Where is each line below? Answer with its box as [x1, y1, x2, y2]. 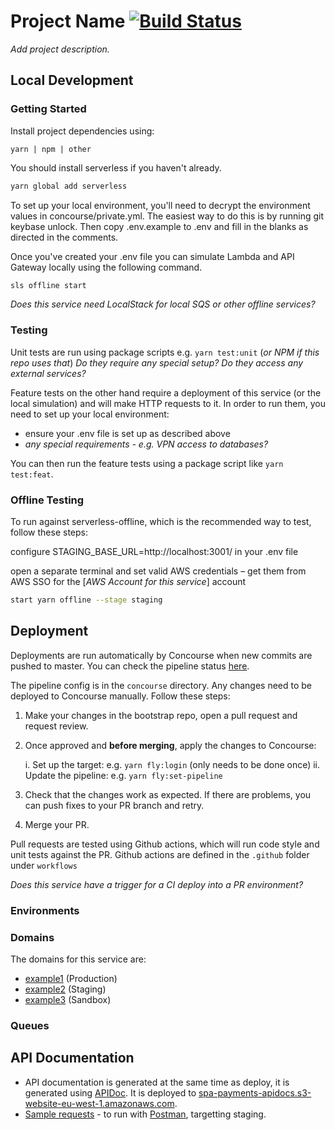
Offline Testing [10, 493, 85, 507]
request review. [24, 720, 89, 732]
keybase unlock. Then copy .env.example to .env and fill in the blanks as [10, 220, 309, 232]
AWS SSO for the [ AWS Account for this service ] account [10, 575, 247, 587]
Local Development [10, 72, 134, 89]
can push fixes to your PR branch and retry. [24, 799, 205, 811]
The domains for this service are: [10, 953, 147, 965]
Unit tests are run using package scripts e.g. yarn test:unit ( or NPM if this [10, 346, 320, 358]
